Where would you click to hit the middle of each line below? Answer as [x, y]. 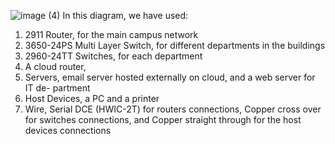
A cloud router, [55, 66]
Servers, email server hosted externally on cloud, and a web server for [170, 77]
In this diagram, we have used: [125, 15]
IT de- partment [57, 88]
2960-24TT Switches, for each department [113, 56]
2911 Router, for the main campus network [111, 34]
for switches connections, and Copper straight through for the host [163, 119]
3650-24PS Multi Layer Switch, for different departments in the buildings [175, 45]
